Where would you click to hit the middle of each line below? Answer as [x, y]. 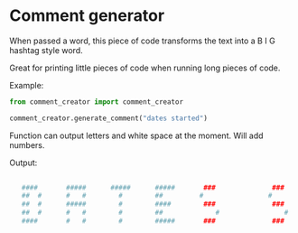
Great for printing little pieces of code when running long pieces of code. [145, 68]
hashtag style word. [46, 50]
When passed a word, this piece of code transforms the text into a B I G [142, 41]
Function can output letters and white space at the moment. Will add [136, 135]
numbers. [27, 144]
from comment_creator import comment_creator [96, 102]
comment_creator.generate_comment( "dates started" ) [108, 118]
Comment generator [87, 16]
